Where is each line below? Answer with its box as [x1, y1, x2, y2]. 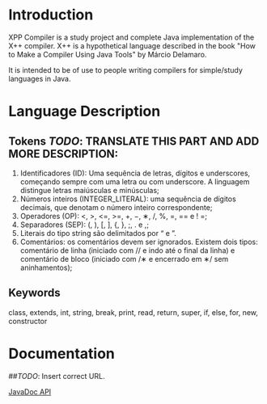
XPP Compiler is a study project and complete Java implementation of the [8, 32, 255, 42]
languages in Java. [8, 74, 71, 83]
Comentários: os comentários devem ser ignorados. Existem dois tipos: [19, 237, 258, 246]
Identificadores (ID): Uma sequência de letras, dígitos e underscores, [19, 168, 251, 178]
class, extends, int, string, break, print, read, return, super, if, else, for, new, [8, 307, 259, 317]
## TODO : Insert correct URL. [8, 371, 105, 381]
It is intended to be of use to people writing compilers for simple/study [8, 65, 243, 74]
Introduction [8, 6, 94, 24]
